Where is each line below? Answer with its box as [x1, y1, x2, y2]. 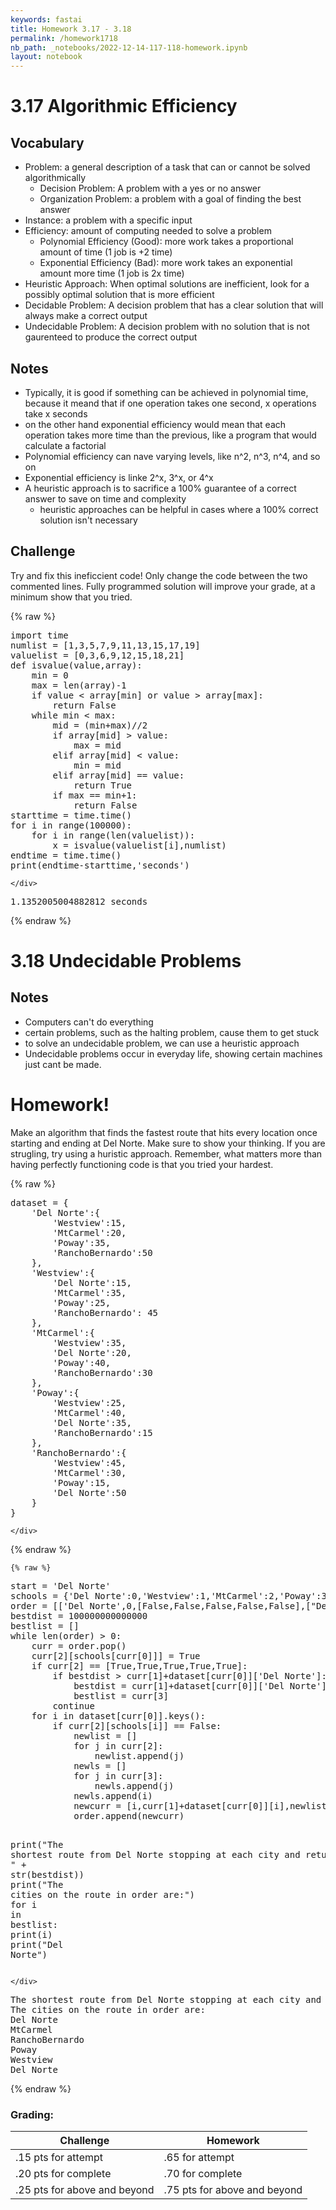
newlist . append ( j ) [94, 1750, 185, 1761]
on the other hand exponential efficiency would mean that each [24, 418, 287, 430]
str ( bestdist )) [10, 1869, 85, 1880]
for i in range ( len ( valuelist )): [31, 829, 196, 841]
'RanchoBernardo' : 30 [52, 1367, 153, 1378]
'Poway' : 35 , [52, 1237, 112, 1248]
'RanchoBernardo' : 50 [52, 1247, 153, 1258]
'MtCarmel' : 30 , [52, 1467, 127, 1478]
